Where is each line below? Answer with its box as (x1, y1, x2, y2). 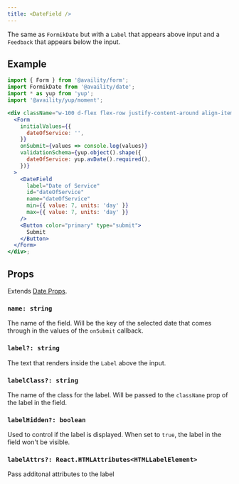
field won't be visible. (7, 438, 70, 446)
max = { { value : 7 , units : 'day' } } (26, 209, 129, 216)
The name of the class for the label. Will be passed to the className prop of (7, 390, 228, 399)
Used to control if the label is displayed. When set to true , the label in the (7, 431, 222, 439)
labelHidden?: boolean (7, 416, 86, 424)
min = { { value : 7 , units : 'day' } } (26, 202, 129, 210)
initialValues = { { (20, 122, 72, 130)
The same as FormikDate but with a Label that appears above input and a (7, 30, 221, 38)
